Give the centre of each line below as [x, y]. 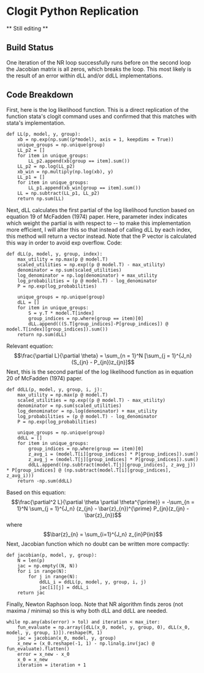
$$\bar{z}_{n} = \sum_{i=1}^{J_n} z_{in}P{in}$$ [103, 534]
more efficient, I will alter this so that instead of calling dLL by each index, [99, 229]
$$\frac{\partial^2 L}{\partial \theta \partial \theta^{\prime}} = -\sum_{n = [103, 502]
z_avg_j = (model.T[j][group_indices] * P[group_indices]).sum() [114, 459]
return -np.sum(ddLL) [45, 481]
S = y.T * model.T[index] [62, 313]
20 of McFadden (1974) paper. [44, 378]
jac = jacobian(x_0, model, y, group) [67, 638]
